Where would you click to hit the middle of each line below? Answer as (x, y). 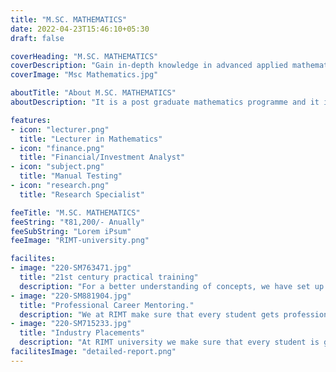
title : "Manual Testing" (71, 176)
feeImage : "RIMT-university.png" (80, 241)
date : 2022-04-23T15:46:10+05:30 (80, 29)
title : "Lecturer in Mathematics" (91, 139)
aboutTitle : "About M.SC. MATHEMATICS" (93, 93)
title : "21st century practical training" (109, 277)
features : (31, 120)
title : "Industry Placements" (82, 333)
